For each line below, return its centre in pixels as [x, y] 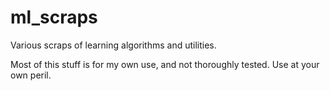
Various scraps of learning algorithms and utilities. [113, 45]
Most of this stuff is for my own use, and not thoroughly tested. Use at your [165, 64]
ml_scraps [54, 17]
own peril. [31, 75]
